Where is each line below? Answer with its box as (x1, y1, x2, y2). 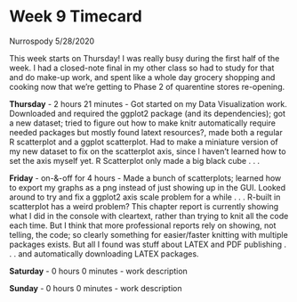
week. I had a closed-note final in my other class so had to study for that (9, 62, 275, 73)
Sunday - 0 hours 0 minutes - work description (9, 282, 182, 293)
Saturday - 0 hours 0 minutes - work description (9, 265, 189, 276)
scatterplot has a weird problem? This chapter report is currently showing (9, 200, 279, 211)
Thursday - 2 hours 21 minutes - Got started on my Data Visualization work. (9, 98, 287, 109)
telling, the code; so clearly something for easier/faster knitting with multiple (9, 229, 289, 240)
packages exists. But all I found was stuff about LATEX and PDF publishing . (9, 239, 287, 249)
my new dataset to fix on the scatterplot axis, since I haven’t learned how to (9, 145, 286, 157)
